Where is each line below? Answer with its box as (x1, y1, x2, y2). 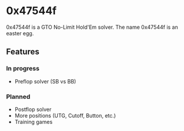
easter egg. (6, 29, 34, 36)
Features (6, 47, 40, 57)
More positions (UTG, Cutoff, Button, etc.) (14, 112, 116, 119)
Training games (14, 118, 53, 125)
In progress (6, 65, 40, 73)
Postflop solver (14, 106, 52, 113)
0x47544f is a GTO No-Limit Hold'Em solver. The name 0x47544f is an (6, 23, 179, 31)
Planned (6, 92, 31, 100)
